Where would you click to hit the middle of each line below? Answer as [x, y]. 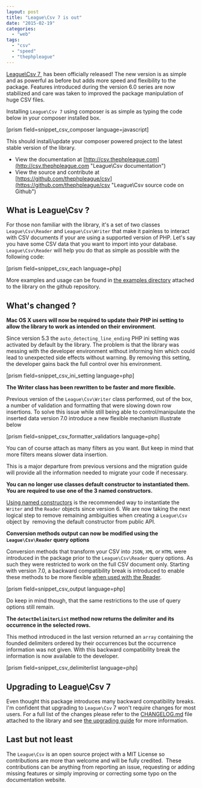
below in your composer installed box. [54, 118]
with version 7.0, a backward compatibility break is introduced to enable [96, 571]
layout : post [23, 12]
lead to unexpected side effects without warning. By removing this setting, [99, 357]
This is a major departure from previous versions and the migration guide [97, 466]
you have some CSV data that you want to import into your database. [92, 244]
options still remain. [31, 607]
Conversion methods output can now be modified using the [82, 533]
